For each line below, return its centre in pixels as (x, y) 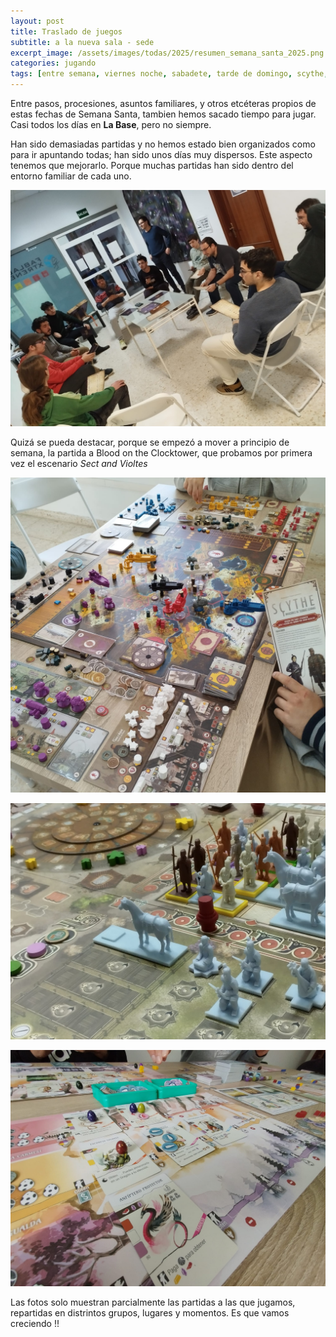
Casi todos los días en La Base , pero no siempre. (111, 124)
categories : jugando (53, 63)
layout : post (37, 21)
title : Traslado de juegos (66, 31)
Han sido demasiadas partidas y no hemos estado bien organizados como (163, 144)
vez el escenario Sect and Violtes (79, 463)
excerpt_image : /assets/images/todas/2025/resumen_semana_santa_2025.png (167, 53)
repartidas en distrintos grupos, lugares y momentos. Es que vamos (150, 1313)
